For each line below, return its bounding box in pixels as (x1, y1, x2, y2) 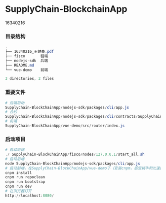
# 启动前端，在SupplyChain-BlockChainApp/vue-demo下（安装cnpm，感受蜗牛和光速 (5, 166, 160, 170)
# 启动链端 (5, 147, 25, 152)
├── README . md (5, 63, 35, 68)
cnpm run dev (5, 184, 32, 189)
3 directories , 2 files (5, 76, 54, 81)
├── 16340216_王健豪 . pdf (5, 49, 54, 54)
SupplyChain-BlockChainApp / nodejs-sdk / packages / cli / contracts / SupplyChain (5, 114, 163, 119)
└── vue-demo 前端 (5, 68, 48, 72)
